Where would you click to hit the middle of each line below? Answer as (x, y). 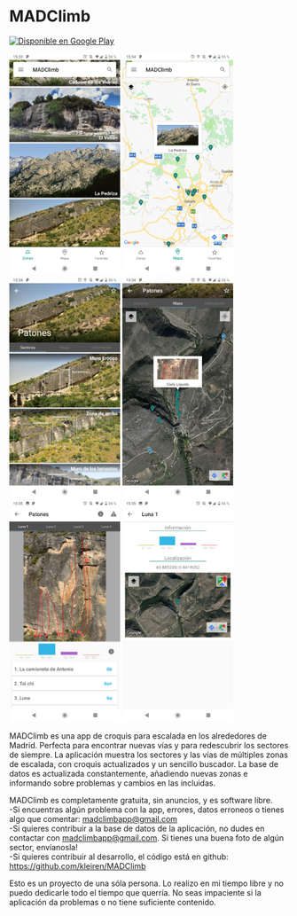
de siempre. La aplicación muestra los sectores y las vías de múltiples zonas (148, 755)
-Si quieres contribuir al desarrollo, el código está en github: (119, 857)
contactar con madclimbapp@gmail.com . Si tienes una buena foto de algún (147, 838)
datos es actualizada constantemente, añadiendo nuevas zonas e (129, 773)
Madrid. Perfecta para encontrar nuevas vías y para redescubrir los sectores (149, 745)
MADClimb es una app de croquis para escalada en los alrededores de (138, 736)
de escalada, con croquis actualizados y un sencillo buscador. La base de (144, 763)
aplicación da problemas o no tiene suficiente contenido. (113, 902)
